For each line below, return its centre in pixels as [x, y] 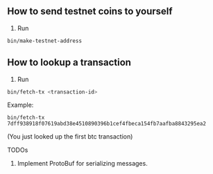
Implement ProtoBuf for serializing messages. [82, 164]
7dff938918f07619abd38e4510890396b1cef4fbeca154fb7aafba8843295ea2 [107, 124]
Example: [20, 105]
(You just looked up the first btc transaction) [70, 137]
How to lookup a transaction [69, 63]
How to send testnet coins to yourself [90, 11]
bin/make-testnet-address [44, 41]
